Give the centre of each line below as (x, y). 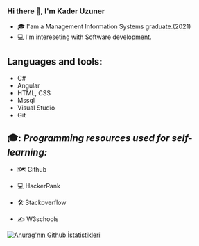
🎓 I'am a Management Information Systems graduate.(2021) (104, 26)
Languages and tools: (55, 61)
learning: (27, 152)
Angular (28, 85)
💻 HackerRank (39, 186)
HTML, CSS (34, 93)
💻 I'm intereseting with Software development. (84, 37)
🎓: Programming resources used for (88, 138)
